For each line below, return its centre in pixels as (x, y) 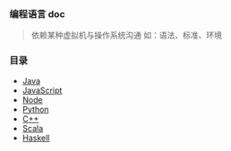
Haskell (36, 138)
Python (35, 109)
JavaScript (42, 90)
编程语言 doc (37, 13)
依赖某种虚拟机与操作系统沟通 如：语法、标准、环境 (126, 35)
